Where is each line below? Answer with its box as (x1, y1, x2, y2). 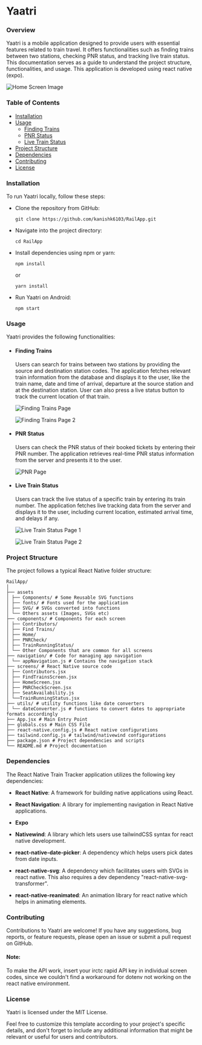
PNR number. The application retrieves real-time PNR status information (15, 450, 195, 457)
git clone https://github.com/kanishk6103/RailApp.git (15, 216, 157, 222)
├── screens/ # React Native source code (6, 664, 112, 670)
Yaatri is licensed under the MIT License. (6, 1009, 108, 1016)
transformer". (15, 880, 48, 887)
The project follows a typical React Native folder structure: (6, 567, 152, 575)
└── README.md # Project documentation (6, 743, 107, 749)
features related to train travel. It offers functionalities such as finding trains (6, 46, 194, 53)
